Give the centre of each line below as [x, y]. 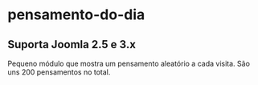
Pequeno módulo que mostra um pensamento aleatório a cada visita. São [129, 63]
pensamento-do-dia [76, 15]
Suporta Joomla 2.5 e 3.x [72, 45]
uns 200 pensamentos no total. [59, 72]
